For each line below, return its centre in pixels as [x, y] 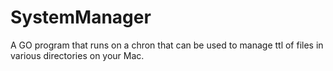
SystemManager [81, 17]
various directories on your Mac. [77, 55]
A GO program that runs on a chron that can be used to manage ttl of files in [167, 45]
